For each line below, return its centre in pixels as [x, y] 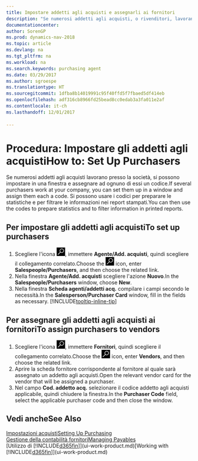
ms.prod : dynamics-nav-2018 [41, 38]
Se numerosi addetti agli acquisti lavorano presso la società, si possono [93, 177]
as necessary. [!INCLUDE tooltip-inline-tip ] [66, 301]
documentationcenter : [33, 25]
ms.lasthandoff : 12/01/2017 [41, 112]
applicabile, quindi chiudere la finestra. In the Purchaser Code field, [96, 394]
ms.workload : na [26, 62]
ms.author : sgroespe [32, 81]
